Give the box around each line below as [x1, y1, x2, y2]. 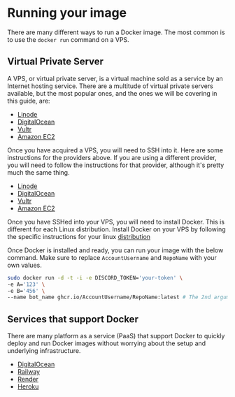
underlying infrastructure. [7, 347, 81, 355]
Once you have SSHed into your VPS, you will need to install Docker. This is [7, 217, 225, 226]
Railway [17, 368, 41, 376]
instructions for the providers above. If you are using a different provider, [7, 153, 217, 161]
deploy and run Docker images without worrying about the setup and [7, 339, 206, 347]
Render [17, 375, 39, 384]
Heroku [17, 382, 39, 391]
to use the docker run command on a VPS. [7, 35, 129, 43]
